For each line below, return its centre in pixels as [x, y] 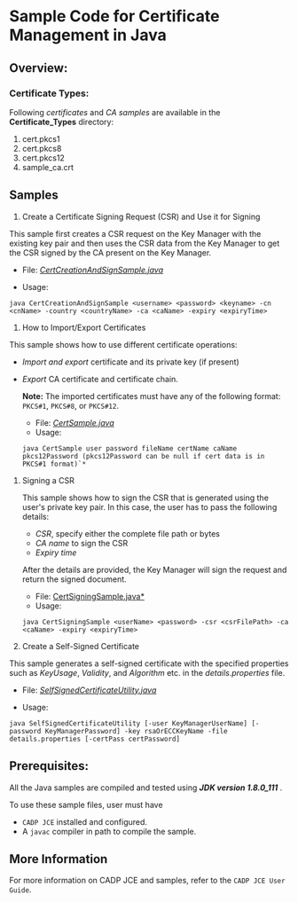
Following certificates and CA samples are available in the [115, 112]
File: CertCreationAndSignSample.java [93, 270]
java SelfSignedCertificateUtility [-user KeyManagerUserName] [129, 723]
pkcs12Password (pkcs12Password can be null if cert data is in [143, 456]
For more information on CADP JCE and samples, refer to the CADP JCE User [147, 881]
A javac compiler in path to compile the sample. [109, 831]
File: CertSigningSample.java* [90, 596]
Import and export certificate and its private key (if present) [130, 362]
